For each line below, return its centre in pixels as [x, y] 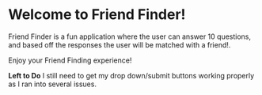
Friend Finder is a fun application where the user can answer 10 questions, [130, 36]
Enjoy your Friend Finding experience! [70, 60]
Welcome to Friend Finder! [97, 15]
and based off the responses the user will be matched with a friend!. [120, 44]
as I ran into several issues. [53, 84]
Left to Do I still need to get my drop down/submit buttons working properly [131, 75]
